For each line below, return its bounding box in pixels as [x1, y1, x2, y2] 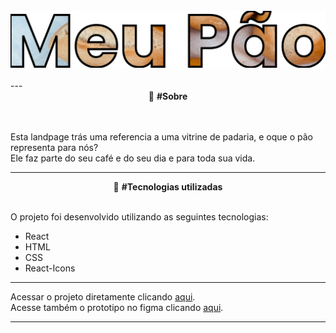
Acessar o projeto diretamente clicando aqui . [10, 290, 196, 303]
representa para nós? [10, 141, 99, 153]
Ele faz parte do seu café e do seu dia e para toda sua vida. [10, 152, 256, 164]
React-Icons [24, 262, 76, 274]
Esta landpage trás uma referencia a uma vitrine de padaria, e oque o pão [10, 130, 313, 143]
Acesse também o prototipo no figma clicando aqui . [10, 301, 224, 313]
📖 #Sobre [148, 90, 188, 102]
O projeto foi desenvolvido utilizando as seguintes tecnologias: [10, 210, 269, 223]
